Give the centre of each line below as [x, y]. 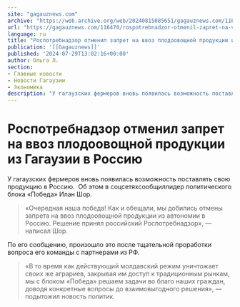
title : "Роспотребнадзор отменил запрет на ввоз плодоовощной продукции [118, 41]
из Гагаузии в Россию [75, 160]
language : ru [27, 34]
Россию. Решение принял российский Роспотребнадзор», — [118, 223]
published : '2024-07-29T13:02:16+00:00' [69, 54]
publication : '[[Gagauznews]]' [54, 47]
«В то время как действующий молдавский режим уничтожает [122, 266]
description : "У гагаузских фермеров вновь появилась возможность [108, 94]
